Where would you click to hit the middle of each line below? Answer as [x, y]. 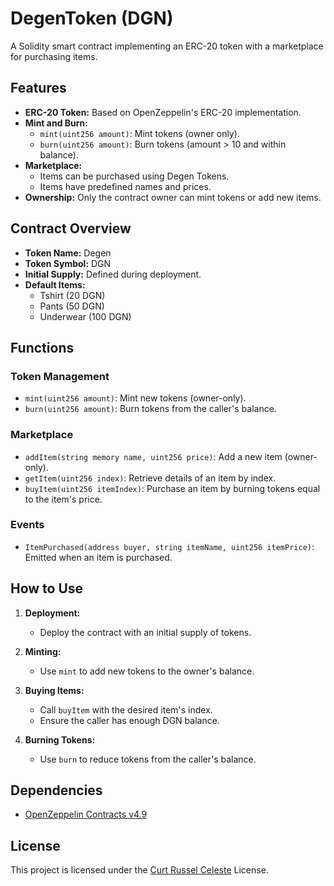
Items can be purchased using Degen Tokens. [134, 176]
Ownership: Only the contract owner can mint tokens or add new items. [173, 197]
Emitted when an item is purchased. [98, 557]
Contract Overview [71, 228]
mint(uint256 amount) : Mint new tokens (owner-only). [135, 398]
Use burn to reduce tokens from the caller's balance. [148, 759]
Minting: [43, 651]
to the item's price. [63, 499]
